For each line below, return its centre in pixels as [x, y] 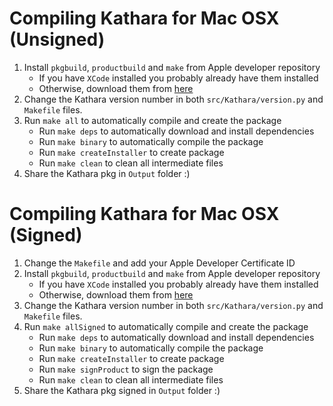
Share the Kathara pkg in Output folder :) [107, 173]
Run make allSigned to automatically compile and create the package [166, 326]
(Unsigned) [57, 39]
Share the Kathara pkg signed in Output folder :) [122, 390]
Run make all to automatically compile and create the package [152, 120]
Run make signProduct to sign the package [126, 369]
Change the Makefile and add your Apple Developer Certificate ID [159, 263]
